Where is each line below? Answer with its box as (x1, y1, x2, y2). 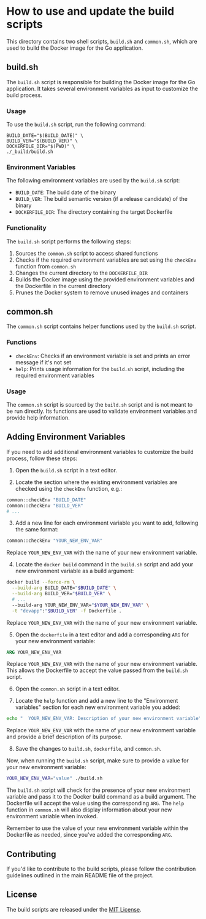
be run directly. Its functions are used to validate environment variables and (6, 407, 197, 415)
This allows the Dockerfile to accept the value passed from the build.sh (6, 667, 188, 674)
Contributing (6, 849, 56, 859)
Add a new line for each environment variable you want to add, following (15, 519, 199, 526)
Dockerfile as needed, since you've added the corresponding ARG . (6, 831, 173, 839)
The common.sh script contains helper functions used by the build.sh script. (6, 323, 196, 330)
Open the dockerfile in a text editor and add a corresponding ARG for (15, 631, 189, 638)
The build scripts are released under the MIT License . (6, 905, 142, 913)
